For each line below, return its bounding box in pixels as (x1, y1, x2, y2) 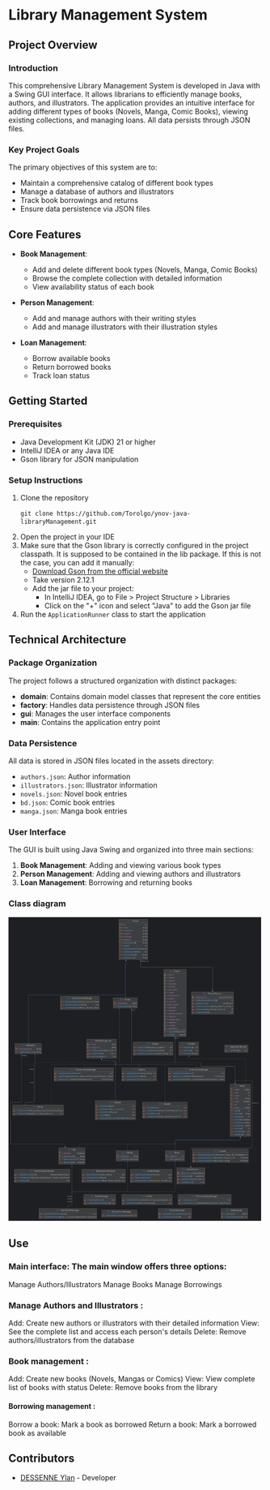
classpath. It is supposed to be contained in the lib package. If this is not (19, 549, 261, 559)
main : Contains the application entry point (19, 717, 161, 727)
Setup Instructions (8, 474, 83, 486)
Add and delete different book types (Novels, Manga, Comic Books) (32, 264, 258, 274)
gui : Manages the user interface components (19, 708, 171, 719)
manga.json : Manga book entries (19, 805, 128, 816)
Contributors (8, 1451, 75, 1465)
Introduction (8, 62, 58, 74)
